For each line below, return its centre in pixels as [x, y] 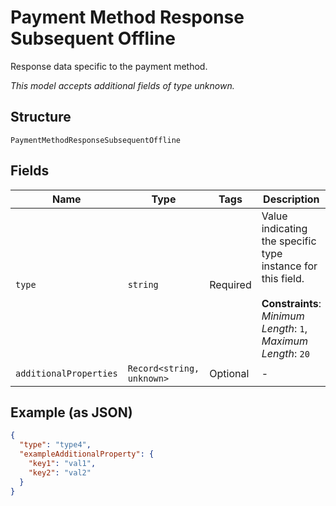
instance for [289, 266]
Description [291, 199]
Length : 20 [285, 353]
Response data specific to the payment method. [109, 66]
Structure [41, 117]
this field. [283, 278]
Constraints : [291, 303]
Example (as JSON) [71, 412]
